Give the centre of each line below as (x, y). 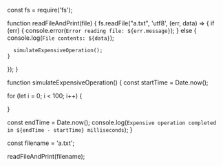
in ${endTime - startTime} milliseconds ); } (70, 130)
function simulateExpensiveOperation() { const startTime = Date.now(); (108, 82)
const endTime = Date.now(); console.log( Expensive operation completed (112, 122)
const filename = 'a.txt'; (41, 143)
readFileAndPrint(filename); (46, 156)
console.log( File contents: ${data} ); (61, 38)
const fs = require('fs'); (40, 10)
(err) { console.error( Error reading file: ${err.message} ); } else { (102, 31)
